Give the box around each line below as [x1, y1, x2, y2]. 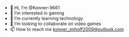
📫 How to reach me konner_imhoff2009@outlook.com [10, 26, 124, 32]
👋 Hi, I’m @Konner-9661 [10, 5, 60, 10]
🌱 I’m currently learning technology [10, 15, 83, 21]
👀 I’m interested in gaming [10, 10, 64, 16]
